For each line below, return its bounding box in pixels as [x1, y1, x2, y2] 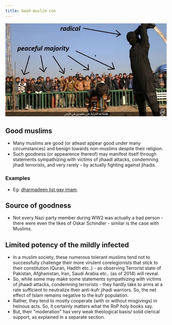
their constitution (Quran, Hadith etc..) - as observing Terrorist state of [12, 265, 161, 271]
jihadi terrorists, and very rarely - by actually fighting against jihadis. [12, 162, 157, 168]
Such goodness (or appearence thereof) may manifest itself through [12, 151, 157, 157]
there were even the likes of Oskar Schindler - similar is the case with [12, 220, 159, 227]
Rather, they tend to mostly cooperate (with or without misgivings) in [12, 298, 158, 304]
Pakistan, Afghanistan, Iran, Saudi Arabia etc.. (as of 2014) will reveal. [12, 271, 160, 277]
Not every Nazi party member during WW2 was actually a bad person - [12, 215, 164, 221]
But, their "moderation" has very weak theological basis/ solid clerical [12, 309, 160, 315]
